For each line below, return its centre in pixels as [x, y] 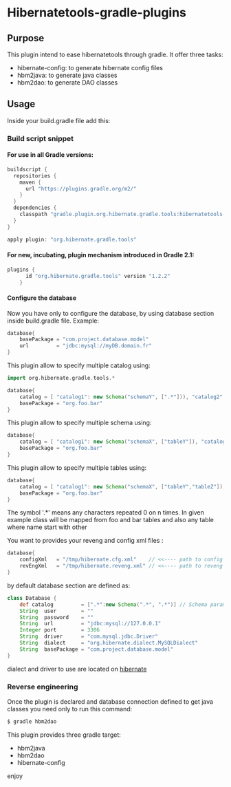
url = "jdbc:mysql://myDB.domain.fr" [86, 346]
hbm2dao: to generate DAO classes [67, 83]
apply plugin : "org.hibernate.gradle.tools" [72, 239]
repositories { [35, 176]
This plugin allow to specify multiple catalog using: [79, 365]
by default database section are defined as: [69, 585]
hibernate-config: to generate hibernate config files [90, 68]
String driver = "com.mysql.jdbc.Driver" [89, 637]
